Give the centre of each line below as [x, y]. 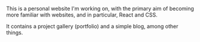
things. [15, 33]
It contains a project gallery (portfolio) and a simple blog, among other [92, 26]
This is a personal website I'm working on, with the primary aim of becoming [100, 9]
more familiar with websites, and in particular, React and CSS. [82, 15]
